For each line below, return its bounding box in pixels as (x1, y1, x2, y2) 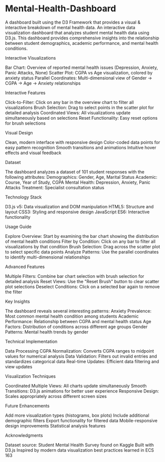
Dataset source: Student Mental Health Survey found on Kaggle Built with (5, 442, 154, 448)
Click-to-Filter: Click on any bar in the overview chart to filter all (5, 99, 134, 105)
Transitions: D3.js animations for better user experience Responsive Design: (5, 388, 159, 394)
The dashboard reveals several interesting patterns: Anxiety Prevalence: (5, 308, 152, 314)
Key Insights (5, 298, 31, 304)
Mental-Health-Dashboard (5, 3, 116, 14)
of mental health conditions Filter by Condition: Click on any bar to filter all (5, 238, 156, 244)
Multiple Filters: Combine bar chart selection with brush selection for (5, 273, 144, 279)
